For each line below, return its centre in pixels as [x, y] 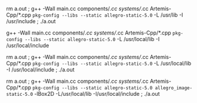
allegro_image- [173, 88]
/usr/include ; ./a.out [31, 21]
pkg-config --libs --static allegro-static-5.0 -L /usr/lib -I [108, 15]
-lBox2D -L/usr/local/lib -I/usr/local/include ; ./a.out [97, 94]
